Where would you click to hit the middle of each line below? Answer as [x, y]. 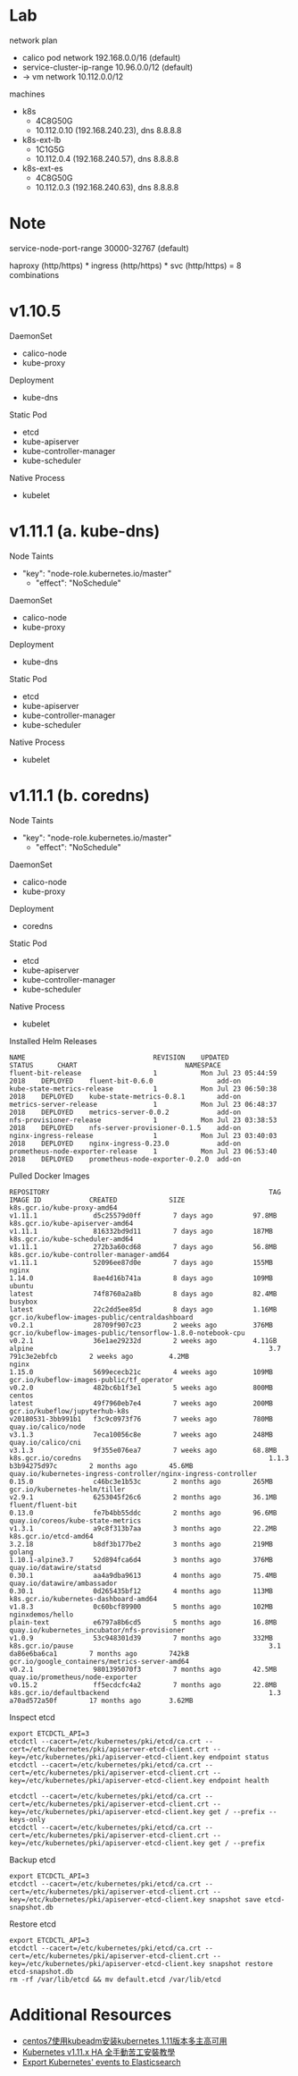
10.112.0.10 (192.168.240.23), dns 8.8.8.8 [108, 130]
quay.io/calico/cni [46, 1442]
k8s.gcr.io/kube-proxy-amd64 [63, 1208]
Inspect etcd [32, 1717]
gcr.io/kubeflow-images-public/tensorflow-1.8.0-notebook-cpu [127, 1333]
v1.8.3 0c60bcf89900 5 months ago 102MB [141, 1607]
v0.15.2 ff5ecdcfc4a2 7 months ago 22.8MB [143, 1685]
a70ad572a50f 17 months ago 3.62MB [101, 1700]
